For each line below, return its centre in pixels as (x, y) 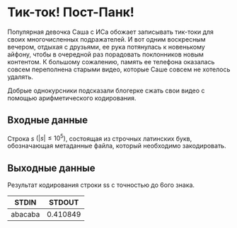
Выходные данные (51, 168)
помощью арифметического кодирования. (72, 98)
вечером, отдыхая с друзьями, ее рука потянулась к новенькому (106, 47)
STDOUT (64, 203)
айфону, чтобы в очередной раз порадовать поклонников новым (105, 54)
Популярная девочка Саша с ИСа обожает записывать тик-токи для (111, 32)
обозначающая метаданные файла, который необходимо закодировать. (117, 146)
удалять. (21, 77)
